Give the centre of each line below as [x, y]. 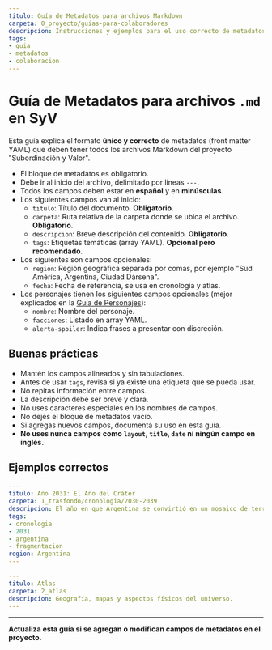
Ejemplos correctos [59, 467]
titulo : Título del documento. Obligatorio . [103, 208]
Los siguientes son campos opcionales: [86, 259]
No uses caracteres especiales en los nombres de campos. [119, 408]
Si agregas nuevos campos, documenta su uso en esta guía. [121, 425]
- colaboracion [34, 62]
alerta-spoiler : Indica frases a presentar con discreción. [128, 328]
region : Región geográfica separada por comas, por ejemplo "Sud [142, 268]
